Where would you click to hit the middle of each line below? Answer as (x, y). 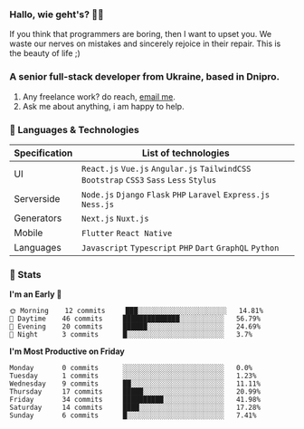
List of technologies (185, 153)
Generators (38, 218)
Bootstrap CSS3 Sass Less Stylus (149, 180)
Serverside (37, 198)
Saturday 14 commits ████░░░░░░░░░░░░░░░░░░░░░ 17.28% (135, 408)
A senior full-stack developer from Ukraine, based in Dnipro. (145, 77)
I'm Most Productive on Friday (67, 351)
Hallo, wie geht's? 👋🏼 (57, 14)
